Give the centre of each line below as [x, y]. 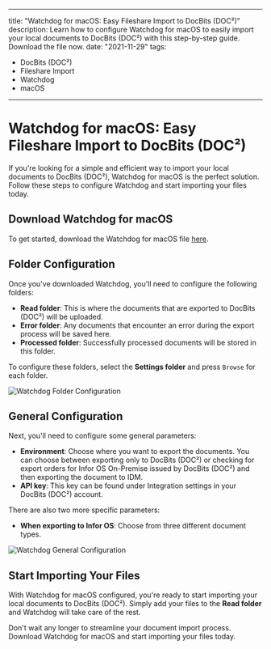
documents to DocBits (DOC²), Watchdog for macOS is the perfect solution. [134, 176]
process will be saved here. [65, 333]
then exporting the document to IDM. [81, 477]
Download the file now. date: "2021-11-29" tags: [88, 47]
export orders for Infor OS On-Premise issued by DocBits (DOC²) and [135, 469]
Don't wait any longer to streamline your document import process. [120, 628]
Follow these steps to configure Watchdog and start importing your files [128, 185]
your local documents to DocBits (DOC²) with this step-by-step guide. [124, 38]
